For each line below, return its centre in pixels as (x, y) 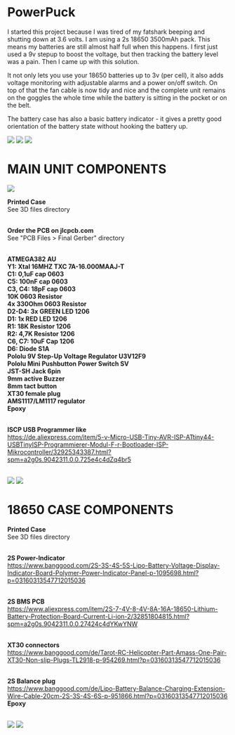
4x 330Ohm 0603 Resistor (47, 304)
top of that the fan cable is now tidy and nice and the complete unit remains (116, 90)
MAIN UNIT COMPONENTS (87, 169)
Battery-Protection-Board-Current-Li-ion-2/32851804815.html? (99, 616)
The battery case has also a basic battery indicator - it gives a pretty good (115, 119)
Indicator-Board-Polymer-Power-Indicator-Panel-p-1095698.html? (103, 573)
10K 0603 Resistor (35, 296)
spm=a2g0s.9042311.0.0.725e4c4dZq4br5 (69, 459)
